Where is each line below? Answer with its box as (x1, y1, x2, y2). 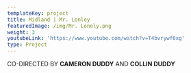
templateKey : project (7, 9, 69, 17)
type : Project (7, 41, 48, 48)
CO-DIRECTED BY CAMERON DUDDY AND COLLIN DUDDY (7, 60, 176, 68)
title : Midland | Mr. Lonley (7, 16, 90, 23)
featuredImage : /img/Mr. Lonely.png (7, 22, 112, 29)
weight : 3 (7, 28, 36, 36)
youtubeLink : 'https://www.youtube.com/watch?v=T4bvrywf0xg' (7, 35, 186, 42)
